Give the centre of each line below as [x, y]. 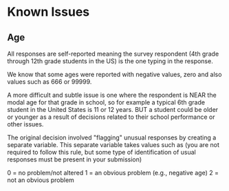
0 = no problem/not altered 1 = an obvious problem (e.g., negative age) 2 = [113, 173]
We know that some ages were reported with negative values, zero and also [115, 74]
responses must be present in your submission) [75, 159]
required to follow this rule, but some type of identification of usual [101, 152]
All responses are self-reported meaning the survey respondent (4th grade [113, 54]
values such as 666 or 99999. [50, 82]
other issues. [25, 124]
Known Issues [48, 12]
